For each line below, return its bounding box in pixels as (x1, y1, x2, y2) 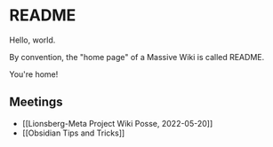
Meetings (9, 95, 64, 110)
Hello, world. (9, 35, 56, 45)
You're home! (9, 68, 59, 80)
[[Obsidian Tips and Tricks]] (21, 128, 125, 138)
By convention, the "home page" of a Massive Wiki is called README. (9, 51, 265, 62)
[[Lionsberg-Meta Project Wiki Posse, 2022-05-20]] (21, 118, 213, 128)
